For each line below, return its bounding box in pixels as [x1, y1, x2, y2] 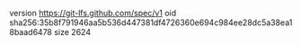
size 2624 [53, 27, 92, 37]
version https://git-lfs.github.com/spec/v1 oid [9, 8, 177, 18]
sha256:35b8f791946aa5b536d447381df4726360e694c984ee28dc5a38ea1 [9, 17, 293, 28]
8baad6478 [9, 27, 52, 37]
